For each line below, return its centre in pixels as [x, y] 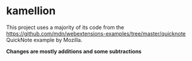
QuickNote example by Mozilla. [44, 40]
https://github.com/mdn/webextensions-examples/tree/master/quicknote [96, 33]
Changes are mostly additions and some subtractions [74, 51]
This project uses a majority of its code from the [65, 27]
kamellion [31, 11]
